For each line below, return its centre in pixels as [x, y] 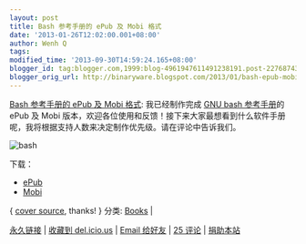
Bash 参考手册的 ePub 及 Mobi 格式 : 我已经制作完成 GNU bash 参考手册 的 [147, 104]
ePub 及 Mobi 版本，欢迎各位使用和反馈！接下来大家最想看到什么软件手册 [148, 116]
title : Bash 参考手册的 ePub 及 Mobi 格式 [86, 26]
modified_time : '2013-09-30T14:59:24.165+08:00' [103, 60]
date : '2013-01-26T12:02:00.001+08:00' [85, 35]
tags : [20, 52]
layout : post [34, 18]
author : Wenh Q [38, 43]
